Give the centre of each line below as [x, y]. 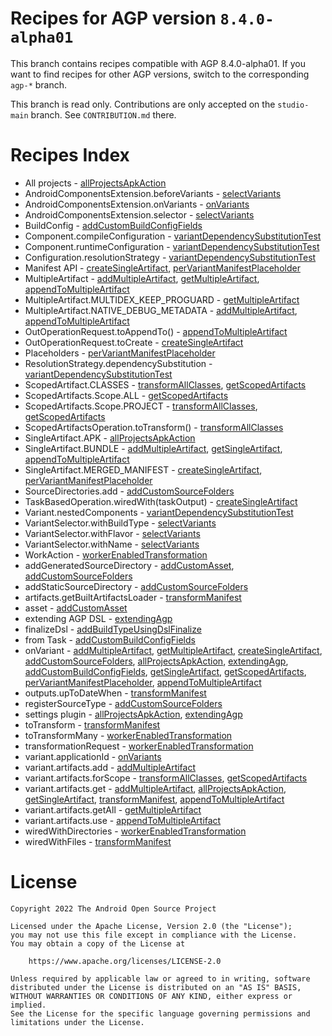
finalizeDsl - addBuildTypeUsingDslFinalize [113, 629]
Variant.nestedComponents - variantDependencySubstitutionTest [159, 512]
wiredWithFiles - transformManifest [98, 841]
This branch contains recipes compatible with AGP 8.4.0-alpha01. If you [158, 63]
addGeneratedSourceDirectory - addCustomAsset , [129, 565]
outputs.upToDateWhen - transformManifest [115, 693]
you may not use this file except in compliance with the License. [154, 935]
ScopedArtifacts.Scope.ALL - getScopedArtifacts [126, 395]
